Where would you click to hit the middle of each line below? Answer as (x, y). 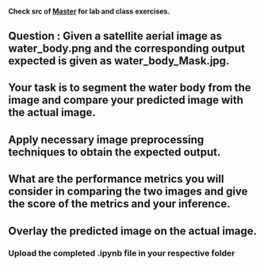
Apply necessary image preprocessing (106, 139)
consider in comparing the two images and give (128, 192)
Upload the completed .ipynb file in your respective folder (122, 253)
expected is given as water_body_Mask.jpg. (119, 61)
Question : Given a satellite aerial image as (115, 36)
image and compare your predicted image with (126, 100)
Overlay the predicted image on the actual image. (133, 231)
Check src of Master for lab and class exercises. (89, 11)
